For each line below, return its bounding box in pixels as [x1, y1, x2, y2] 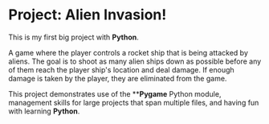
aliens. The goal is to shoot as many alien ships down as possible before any [8, 56, 262, 66]
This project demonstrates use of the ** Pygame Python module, [8, 89, 222, 98]
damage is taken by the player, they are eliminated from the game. [8, 73, 227, 83]
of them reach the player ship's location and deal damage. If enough [8, 64, 234, 74]
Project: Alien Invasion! [8, 6, 167, 24]
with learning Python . [8, 106, 80, 116]
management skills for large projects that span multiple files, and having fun [8, 97, 259, 107]
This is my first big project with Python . [8, 32, 139, 42]
